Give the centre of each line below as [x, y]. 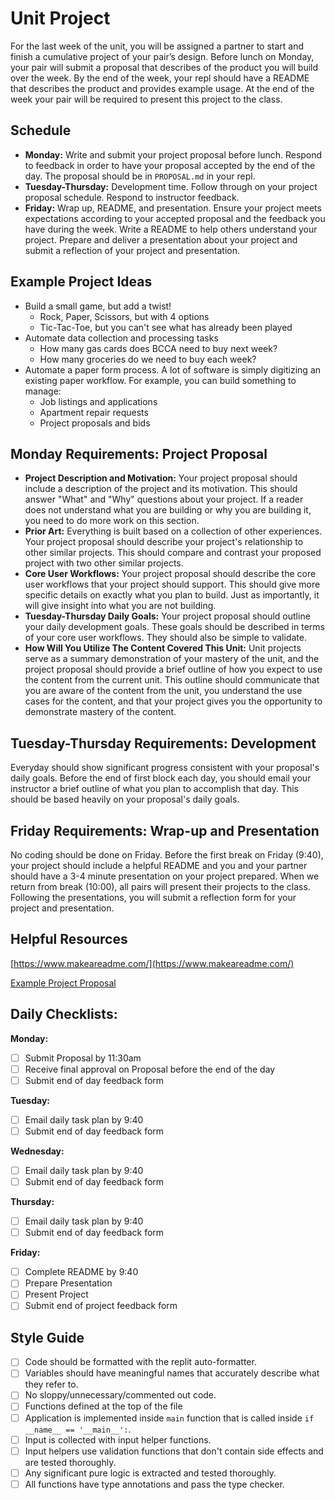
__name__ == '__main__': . [78, 1429]
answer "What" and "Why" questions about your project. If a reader [164, 499]
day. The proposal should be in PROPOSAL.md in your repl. [140, 176]
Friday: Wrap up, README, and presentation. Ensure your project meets [173, 208]
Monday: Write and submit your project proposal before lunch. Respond [173, 154]
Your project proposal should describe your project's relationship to [164, 542]
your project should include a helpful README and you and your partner [159, 865]
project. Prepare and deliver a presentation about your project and [161, 239]
